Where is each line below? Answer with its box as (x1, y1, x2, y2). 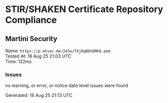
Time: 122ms (5, 59, 32, 64)
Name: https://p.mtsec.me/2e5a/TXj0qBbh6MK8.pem (5, 48, 111, 54)
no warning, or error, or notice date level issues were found (5, 82, 129, 89)
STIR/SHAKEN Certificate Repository (5, 4, 163, 15)
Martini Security (5, 34, 58, 43)
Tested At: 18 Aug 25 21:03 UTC (5, 53, 72, 59)
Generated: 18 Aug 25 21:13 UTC (5, 92, 73, 98)
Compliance (5, 14, 57, 26)
